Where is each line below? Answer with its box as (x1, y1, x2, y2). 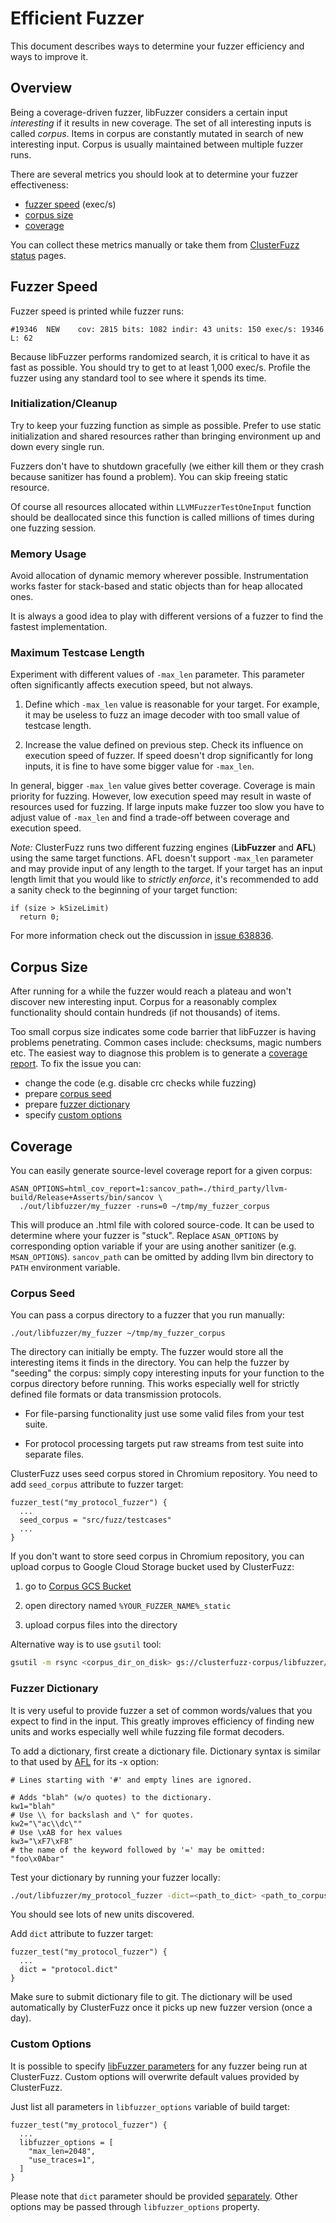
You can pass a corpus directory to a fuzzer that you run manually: (10, 1309, 285, 1321)
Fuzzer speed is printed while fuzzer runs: (10, 305, 184, 317)
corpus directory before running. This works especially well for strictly (10, 1378, 300, 1390)
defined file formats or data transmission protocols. (10, 1388, 222, 1401)
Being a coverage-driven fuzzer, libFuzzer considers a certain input (10, 106, 288, 118)
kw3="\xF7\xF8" (10, 1836, 74, 1846)
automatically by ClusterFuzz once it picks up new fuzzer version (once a (10, 2002, 313, 2014)
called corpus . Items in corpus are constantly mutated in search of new (10, 127, 304, 139)
